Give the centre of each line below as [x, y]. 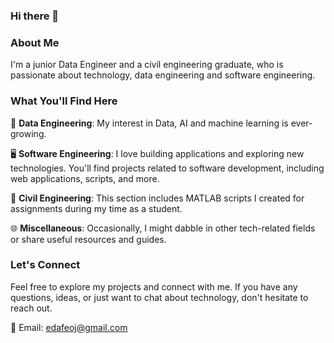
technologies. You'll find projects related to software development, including [167, 168]
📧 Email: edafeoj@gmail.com [69, 327]
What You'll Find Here [64, 101]
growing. [28, 133]
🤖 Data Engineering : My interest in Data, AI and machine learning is [149, 123]
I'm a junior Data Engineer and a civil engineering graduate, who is [147, 65]
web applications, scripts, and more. [85, 178]
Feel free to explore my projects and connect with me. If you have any [154, 286]
